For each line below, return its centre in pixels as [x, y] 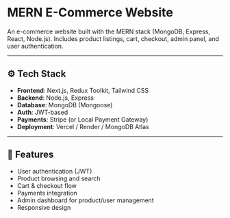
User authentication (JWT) [54, 171]
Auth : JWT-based [42, 112]
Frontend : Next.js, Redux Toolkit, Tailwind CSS [83, 90]
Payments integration [47, 193]
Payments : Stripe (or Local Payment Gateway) [82, 119]
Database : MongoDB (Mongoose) [65, 105]
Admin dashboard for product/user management [85, 200]
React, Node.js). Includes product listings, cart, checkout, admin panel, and [113, 38]
